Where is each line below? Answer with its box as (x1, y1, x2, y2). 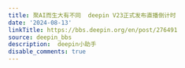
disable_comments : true (8, 48, 87, 55)
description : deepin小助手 (8, 41, 97, 48)
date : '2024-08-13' (8, 19, 72, 27)
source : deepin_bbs (8, 33, 72, 41)
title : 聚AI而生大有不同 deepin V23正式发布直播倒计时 (8, 11, 176, 20)
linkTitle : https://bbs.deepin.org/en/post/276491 (8, 26, 178, 34)
